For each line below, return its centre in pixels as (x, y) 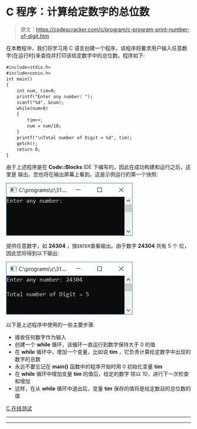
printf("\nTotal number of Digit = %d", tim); (74, 138)
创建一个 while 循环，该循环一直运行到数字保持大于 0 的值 (85, 344)
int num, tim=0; (37, 91)
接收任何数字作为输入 (40, 337)
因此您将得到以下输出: (33, 253)
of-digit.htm (35, 36)
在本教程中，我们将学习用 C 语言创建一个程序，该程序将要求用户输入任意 (94, 48)
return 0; (29, 149)
